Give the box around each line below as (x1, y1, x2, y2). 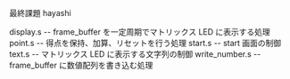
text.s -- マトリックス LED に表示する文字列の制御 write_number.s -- (9, 49, 261, 59)
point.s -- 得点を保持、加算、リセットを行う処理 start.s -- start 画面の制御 (9, 38, 282, 48)
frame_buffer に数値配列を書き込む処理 (9, 60, 153, 70)
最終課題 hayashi (9, 8, 71, 18)
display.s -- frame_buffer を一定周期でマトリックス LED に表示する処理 (9, 27, 270, 37)
